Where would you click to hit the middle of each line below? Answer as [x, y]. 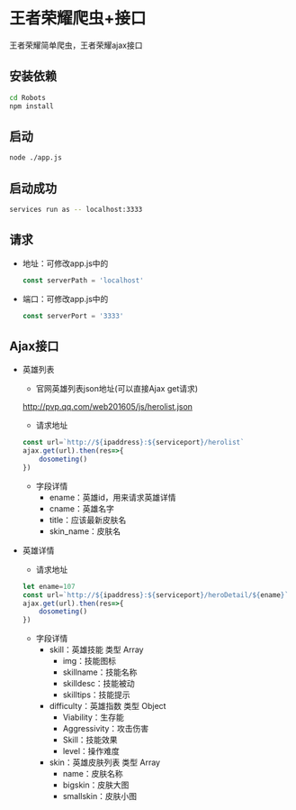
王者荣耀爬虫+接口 [78, 18]
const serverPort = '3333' [73, 316]
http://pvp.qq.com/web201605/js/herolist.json [108, 407]
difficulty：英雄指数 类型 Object [108, 706]
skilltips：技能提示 [96, 695]
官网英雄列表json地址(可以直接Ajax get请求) [117, 389]
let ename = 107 [49, 586]
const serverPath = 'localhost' [83, 281]
